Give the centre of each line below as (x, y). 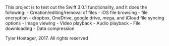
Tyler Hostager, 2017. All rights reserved (47, 38)
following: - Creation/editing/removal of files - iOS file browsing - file (76, 12)
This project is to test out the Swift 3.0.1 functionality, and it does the (76, 7)
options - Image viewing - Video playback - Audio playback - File (73, 23)
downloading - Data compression (40, 28)
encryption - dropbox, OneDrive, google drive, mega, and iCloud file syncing (85, 18)
